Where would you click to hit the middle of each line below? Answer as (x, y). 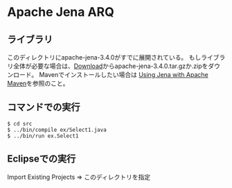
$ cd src (20, 123)
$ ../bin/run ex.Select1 (43, 136)
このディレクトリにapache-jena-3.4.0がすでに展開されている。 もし (104, 57)
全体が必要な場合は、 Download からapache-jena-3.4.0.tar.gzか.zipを (110, 66)
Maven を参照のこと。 (38, 83)
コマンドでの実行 (44, 107)
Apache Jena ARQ (61, 12)
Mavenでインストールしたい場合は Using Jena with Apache (124, 75)
